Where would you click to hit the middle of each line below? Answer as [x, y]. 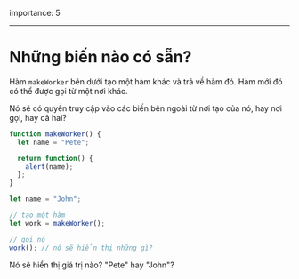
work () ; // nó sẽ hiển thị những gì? [81, 248]
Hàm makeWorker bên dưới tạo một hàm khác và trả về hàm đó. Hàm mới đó [146, 81]
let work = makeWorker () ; [57, 223]
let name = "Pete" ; [53, 142]
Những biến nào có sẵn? [101, 57]
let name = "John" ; [45, 199]
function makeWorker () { [55, 134]
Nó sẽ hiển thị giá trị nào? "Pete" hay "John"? [92, 265]
